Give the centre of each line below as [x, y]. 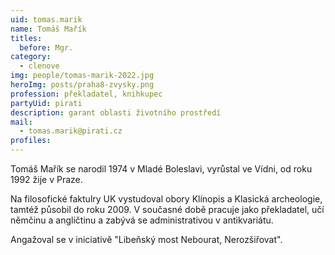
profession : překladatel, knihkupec [86, 94]
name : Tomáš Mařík [48, 29]
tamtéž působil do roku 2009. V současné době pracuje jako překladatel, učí [167, 209]
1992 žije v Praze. [46, 179]
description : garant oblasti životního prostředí [116, 112]
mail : [21, 122]
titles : [26, 38]
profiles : [31, 141]
